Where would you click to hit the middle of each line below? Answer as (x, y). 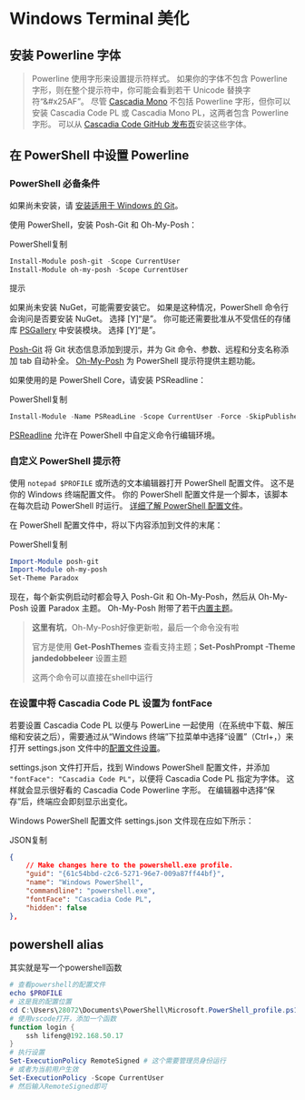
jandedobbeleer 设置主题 (79, 658)
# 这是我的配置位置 (41, 1002)
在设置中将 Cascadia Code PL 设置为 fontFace (111, 703)
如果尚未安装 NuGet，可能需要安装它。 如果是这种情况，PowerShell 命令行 (149, 308)
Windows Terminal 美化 (99, 19)
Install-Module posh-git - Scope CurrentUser (95, 261)
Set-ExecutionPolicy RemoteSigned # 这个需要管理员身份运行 (118, 1061)
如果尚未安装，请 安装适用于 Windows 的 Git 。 (96, 205)
